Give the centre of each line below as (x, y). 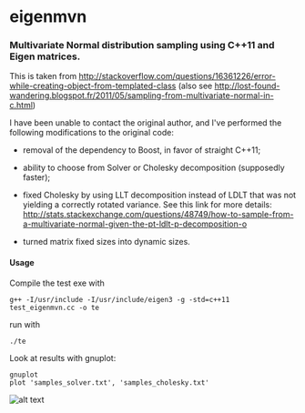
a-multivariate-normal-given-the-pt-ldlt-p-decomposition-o (135, 224)
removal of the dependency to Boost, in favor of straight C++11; (142, 150)
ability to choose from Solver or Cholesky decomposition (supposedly (153, 168)
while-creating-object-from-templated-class (93, 86)
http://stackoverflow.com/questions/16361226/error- (177, 76)
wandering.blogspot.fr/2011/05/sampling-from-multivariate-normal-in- (142, 96)
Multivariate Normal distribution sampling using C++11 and (142, 45)
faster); (36, 177)
